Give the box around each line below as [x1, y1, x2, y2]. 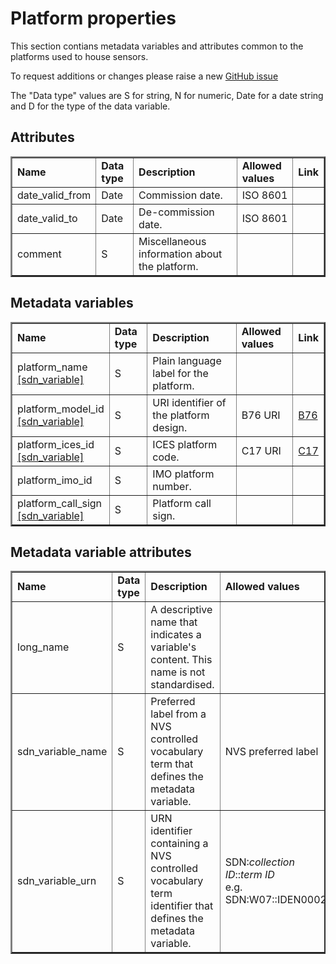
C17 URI [241, 443, 282, 457]
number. [152, 479, 192, 493]
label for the [152, 366, 209, 380]
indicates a [150, 628, 202, 642]
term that [150, 757, 194, 771]
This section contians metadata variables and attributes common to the [10, 40, 304, 52]
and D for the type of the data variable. [10, 100, 171, 112]
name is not [150, 665, 206, 679]
